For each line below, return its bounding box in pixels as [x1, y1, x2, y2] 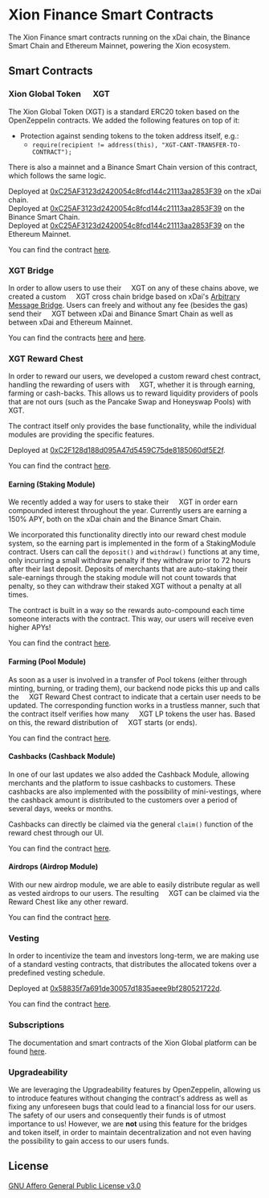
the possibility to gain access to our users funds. [8, 1136, 169, 1146]
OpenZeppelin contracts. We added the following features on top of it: [8, 115, 240, 125]
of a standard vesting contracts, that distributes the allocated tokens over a [8, 960, 257, 969]
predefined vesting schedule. [8, 968, 106, 978]
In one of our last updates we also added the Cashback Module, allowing [8, 769, 250, 779]
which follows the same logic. [8, 171, 107, 180]
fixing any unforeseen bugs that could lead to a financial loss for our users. [8, 1101, 257, 1111]
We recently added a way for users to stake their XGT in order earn [8, 497, 238, 507]
